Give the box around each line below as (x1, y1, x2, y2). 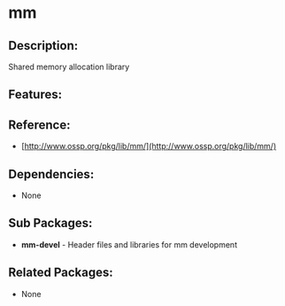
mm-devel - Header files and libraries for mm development (20, 239, 238, 250)
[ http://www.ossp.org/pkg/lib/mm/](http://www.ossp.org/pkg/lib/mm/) (20, 141, 277, 152)
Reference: (8, 117, 71, 132)
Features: (8, 87, 63, 102)
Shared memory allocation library (8, 61, 130, 72)
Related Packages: (8, 265, 113, 280)
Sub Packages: (8, 216, 93, 231)
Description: (8, 38, 79, 53)
